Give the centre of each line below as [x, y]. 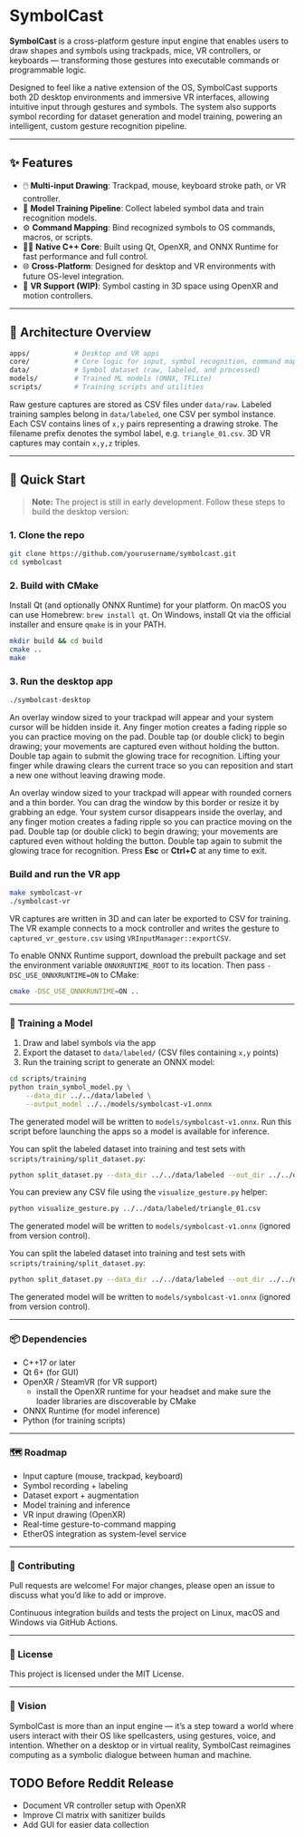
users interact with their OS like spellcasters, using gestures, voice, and [142, 1735]
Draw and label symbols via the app [89, 1043]
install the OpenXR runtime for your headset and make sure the [153, 1391]
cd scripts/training [48, 1079]
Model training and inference [76, 1505]
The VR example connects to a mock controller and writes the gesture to [145, 928]
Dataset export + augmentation [81, 1495]
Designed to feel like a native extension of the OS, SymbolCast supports [143, 87]
